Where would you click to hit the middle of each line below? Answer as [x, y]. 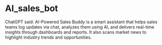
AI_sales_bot [32, 8]
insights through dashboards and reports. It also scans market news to [76, 32]
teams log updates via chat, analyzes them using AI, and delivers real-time [80, 27]
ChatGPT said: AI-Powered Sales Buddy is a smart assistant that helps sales [81, 22]
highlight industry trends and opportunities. [48, 37]
